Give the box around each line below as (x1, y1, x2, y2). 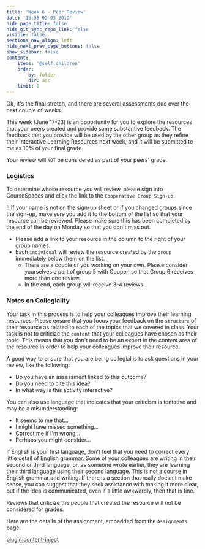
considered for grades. (6, 505, 64, 513)
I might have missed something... (15, 423, 99, 430)
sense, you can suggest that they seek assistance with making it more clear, (6, 480, 199, 488)
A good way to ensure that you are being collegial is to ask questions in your (6, 355, 199, 362)
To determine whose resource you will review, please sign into (6, 185, 163, 193)
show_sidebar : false (6, 49, 59, 55)
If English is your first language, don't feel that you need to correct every (6, 448, 190, 455)
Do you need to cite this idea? (15, 380, 91, 387)
